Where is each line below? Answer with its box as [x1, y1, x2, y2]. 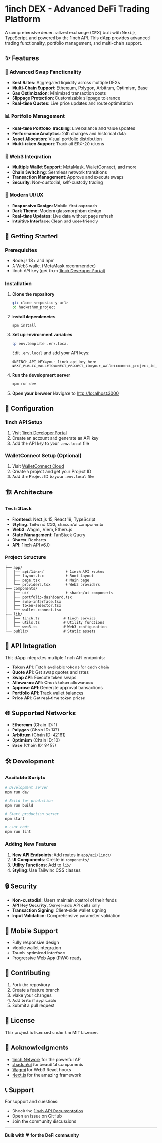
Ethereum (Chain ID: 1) [12, 722, 58, 728]
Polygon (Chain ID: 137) [12, 727, 59, 733]
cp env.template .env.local [12, 341, 68, 346]
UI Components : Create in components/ [12, 857, 90, 863]
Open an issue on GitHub [12, 1113, 62, 1119]
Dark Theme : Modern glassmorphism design [12, 207, 102, 214]
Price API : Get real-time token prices [12, 695, 85, 701]
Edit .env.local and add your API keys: [12, 350, 90, 356]
